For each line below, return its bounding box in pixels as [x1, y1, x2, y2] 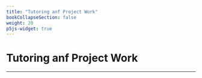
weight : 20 [6, 20, 34, 26]
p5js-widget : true [6, 25, 52, 32]
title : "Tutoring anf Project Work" [6, 8, 98, 15]
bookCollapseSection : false [6, 14, 77, 20]
